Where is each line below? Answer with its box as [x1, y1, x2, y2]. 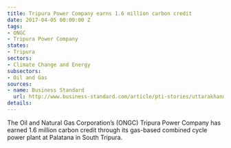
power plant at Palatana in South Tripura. [7, 133, 123, 141]
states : [7, 42, 30, 49]
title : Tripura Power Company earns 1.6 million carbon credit [7, 10, 192, 17]
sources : [7, 81, 32, 87]
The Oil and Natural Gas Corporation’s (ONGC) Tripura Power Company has [7, 118, 221, 127]
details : [7, 100, 32, 107]
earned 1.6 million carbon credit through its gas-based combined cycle [7, 125, 208, 134]
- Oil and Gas [7, 74, 48, 81]
